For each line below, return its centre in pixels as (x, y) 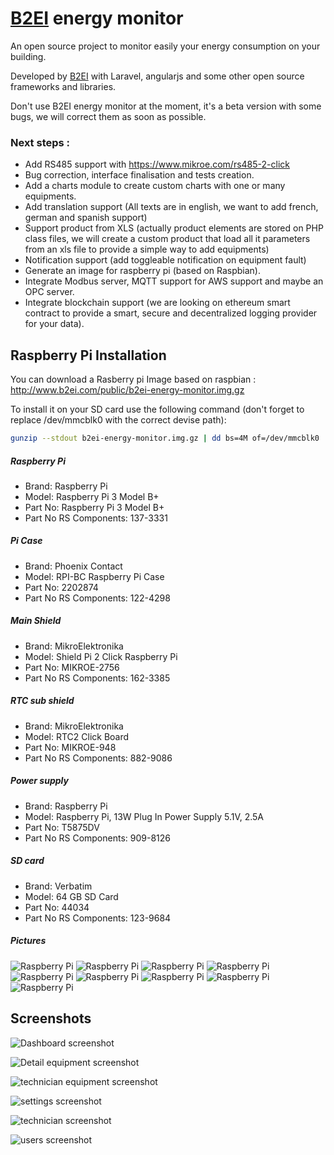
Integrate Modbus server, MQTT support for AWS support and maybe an (174, 281)
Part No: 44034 (57, 907)
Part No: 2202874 (61, 587)
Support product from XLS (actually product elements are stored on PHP (174, 228)
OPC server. (49, 292)
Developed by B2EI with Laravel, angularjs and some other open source (157, 76)
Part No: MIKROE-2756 (72, 667)
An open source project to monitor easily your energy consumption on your (165, 46)
